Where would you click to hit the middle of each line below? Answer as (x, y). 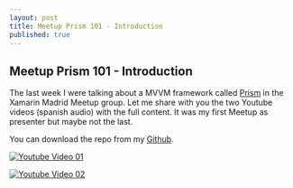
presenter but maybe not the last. (71, 122)
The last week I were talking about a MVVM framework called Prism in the (146, 93)
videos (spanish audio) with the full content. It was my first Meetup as (139, 112)
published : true (40, 34)
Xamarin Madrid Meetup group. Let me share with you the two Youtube (141, 103)
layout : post (34, 18)
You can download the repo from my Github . (92, 139)
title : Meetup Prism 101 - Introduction (87, 26)
